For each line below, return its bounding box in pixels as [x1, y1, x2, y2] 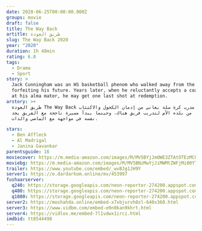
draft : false [6, 20, 39, 26]
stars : [6, 126, 23, 133]
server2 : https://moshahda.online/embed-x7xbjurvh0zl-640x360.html [6, 199, 179, 205]
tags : [6, 59, 20, 65]
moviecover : [6, 154, 36, 160]
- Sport [11, 71, 31, 77]
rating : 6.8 [6, 54, 36, 60]
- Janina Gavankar [11, 143, 58, 149]
